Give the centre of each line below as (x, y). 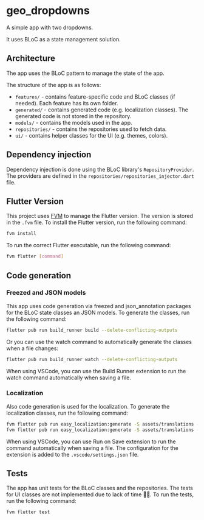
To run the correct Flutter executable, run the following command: (89, 245)
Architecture (31, 58)
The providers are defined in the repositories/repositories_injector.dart (100, 176)
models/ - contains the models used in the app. (73, 122)
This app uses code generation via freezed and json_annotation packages (99, 306)
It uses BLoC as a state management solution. (64, 39)
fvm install (21, 234)
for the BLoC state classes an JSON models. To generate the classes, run (98, 312)
